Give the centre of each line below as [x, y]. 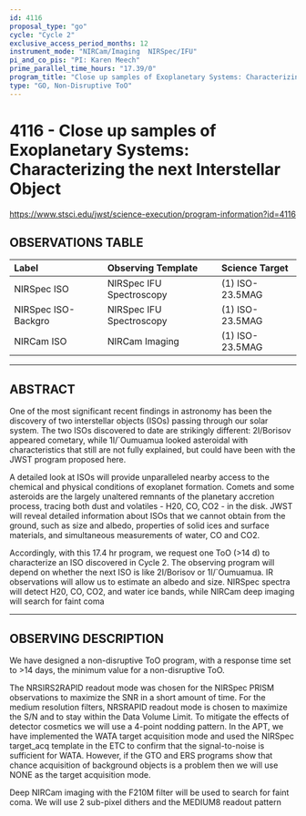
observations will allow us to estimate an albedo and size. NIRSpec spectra [150, 582]
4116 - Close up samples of [113, 131]
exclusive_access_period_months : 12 [79, 43]
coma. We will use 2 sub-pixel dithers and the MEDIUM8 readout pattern [146, 802]
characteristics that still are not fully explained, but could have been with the [153, 450]
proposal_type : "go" [49, 26]
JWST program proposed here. [68, 460]
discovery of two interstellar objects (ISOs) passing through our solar [139, 421]
